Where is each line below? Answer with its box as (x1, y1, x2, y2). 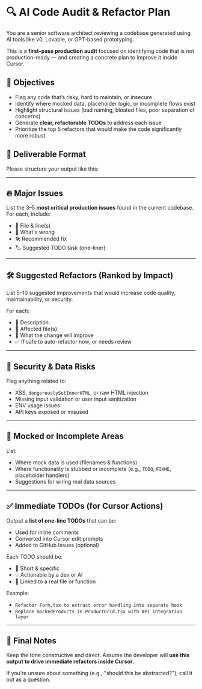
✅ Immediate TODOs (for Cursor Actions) (6, 501, 164, 511)
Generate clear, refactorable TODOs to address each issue (14, 119, 162, 126)
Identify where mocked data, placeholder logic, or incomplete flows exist (14, 100, 195, 107)
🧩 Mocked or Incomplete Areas (6, 431, 124, 442)
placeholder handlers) (14, 472, 70, 479)
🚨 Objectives (6, 77, 55, 88)
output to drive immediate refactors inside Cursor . (6, 658, 134, 665)
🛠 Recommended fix (14, 235, 67, 243)
